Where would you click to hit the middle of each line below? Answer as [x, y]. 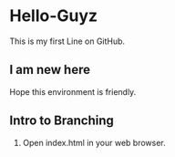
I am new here [50, 70]
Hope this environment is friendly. [73, 91]
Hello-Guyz [54, 16]
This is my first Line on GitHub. [67, 41]
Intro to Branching [62, 121]
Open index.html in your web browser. [94, 142]
